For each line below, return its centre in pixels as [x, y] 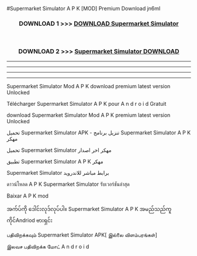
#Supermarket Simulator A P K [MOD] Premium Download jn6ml [84, 8]
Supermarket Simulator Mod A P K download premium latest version [89, 86]
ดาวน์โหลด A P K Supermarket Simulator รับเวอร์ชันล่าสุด [68, 184]
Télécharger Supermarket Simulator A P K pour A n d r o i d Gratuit [87, 103]
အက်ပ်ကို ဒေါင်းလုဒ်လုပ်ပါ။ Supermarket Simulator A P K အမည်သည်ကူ [89, 209]
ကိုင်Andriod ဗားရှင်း [30, 220]
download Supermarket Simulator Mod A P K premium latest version [89, 115]
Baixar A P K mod [28, 196]
